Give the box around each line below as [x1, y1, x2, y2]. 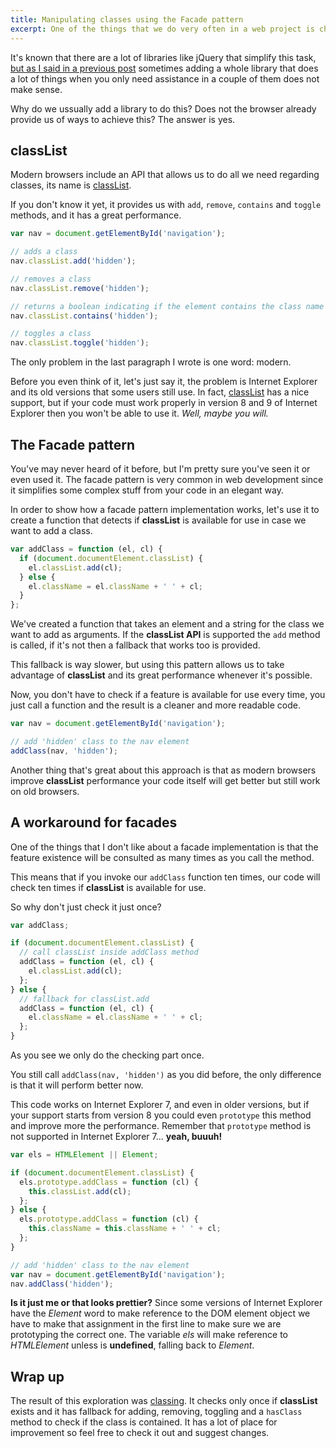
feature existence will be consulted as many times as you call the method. [10, 851, 315, 863]
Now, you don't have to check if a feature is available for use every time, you [10, 689, 326, 701]
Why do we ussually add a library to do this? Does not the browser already [10, 102, 317, 115]
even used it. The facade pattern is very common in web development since [10, 474, 324, 485]
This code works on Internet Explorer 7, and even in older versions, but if [10, 1099, 310, 1111]
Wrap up [10, 1368, 65, 1385]
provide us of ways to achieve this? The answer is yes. [10, 113, 236, 125]
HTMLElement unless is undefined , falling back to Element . [10, 1339, 255, 1351]
